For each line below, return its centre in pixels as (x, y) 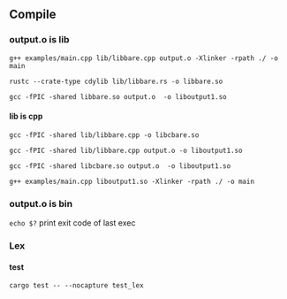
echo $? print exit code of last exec (72, 223)
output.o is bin (41, 203)
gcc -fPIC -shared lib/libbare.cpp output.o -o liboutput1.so (126, 150)
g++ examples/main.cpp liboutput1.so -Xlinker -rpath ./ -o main (132, 181)
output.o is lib (39, 40)
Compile (33, 15)
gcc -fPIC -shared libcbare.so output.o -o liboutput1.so (120, 166)
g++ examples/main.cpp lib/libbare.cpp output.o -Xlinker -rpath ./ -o (143, 58)
